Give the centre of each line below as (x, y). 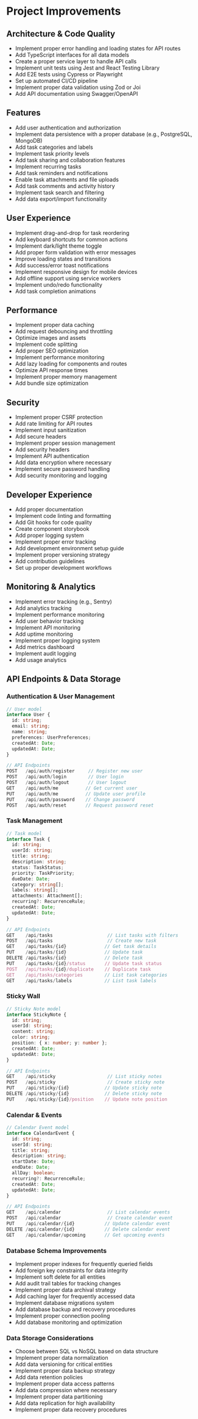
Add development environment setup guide (69, 548)
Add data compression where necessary (66, 1390)
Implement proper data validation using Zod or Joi (78, 87)
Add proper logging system (49, 536)
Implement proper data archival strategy (65, 1290)
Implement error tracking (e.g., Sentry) (64, 602)
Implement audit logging (45, 653)
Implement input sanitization (51, 430)
